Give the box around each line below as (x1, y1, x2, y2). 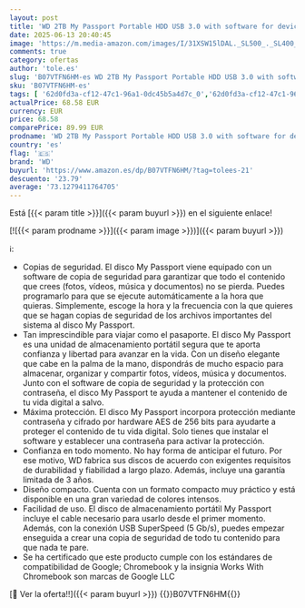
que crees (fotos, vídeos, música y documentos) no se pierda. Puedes (22, 281, 286, 292)
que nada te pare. (22, 542, 89, 553)
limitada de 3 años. (22, 474, 94, 485)
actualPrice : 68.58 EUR (9, 97, 100, 107)
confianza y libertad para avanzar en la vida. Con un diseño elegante (22, 349, 280, 360)
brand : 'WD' (9, 157, 54, 167)
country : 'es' (9, 140, 64, 149)
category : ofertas (9, 56, 79, 65)
